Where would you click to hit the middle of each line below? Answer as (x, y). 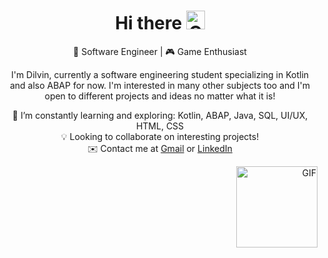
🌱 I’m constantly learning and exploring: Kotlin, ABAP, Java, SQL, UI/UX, (160, 115)
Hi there (149, 23)
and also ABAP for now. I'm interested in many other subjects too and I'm (160, 85)
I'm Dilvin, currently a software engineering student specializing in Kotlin (160, 74)
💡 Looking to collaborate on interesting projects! (160, 136)
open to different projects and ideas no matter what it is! (160, 96)
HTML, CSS (160, 126)
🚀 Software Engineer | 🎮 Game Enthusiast (160, 51)
